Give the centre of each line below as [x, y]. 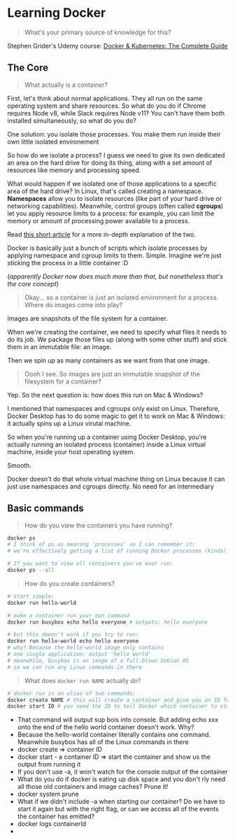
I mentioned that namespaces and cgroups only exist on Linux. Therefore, [114, 408]
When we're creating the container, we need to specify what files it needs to [117, 332]
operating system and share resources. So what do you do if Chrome [107, 106]
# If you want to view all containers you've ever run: [90, 564]
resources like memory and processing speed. [74, 170]
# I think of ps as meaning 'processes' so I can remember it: [101, 545]
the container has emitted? [56, 816]
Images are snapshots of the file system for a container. [87, 318]
